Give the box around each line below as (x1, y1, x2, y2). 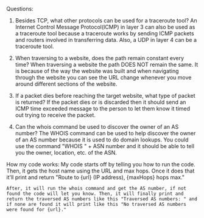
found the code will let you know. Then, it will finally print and (6, 191, 184, 197)
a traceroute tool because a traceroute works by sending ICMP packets (15, 30, 194, 37)
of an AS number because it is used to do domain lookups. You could (15, 136, 189, 143)
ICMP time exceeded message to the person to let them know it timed (15, 105, 191, 112)
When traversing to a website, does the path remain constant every (15, 55, 185, 61)
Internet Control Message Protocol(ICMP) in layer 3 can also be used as (15, 24, 195, 30)
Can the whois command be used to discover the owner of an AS (15, 123, 179, 130)
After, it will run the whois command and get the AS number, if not (6, 185, 187, 191)
